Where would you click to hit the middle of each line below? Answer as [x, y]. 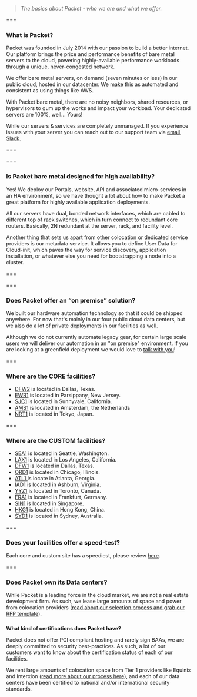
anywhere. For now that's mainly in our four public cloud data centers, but [96, 319]
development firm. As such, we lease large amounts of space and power [94, 601]
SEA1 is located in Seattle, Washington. [62, 453]
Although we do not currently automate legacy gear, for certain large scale [96, 337]
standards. [19, 689]
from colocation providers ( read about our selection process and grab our [96, 608]
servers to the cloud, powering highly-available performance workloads [93, 61]
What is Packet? [30, 35]
